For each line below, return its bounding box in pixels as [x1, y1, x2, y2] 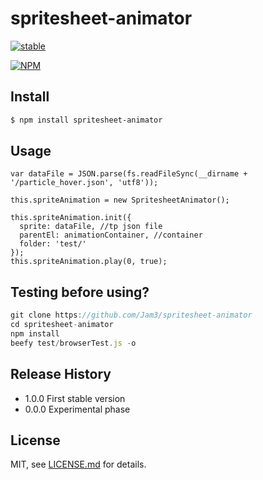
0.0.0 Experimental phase [24, 403, 131, 415]
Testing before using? [10, 283, 150, 301]
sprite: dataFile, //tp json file [19, 222, 163, 232]
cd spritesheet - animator [10, 320, 114, 330]
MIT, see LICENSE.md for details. [10, 458, 147, 471]
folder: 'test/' [19, 239, 87, 249]
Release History [10, 366, 112, 383]
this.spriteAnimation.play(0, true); [10, 257, 168, 267]
